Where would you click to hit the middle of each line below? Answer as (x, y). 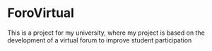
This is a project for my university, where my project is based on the (106, 33)
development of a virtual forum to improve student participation (100, 40)
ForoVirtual (41, 13)
